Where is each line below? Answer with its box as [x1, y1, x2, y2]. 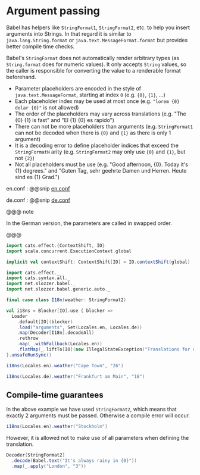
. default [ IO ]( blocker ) [17, 318, 73, 325]
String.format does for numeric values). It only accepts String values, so [6, 61, 186, 68]
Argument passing [6, 4, 100, 18]
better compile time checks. [6, 43, 75, 50]
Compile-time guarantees [6, 390, 104, 400]
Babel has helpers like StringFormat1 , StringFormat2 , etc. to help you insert [6, 24, 190, 31]
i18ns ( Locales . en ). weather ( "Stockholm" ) [6, 424, 108, 430]
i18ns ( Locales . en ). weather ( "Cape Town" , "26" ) [6, 362, 124, 368]
